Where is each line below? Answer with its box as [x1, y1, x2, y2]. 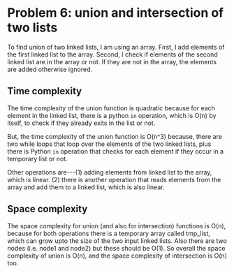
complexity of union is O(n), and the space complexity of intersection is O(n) [7, 251, 227, 260]
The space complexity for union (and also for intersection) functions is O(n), [7, 221, 226, 230]
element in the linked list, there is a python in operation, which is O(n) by [7, 111, 217, 119]
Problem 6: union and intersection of [7, 5, 224, 21]
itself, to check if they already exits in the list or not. [7, 119, 156, 127]
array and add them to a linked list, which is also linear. [7, 183, 165, 191]
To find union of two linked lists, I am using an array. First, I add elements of [7, 43, 225, 51]
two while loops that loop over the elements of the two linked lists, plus [7, 140, 212, 148]
